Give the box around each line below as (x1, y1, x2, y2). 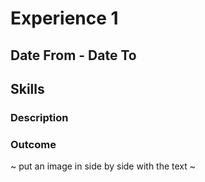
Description (10, 110, 69, 124)
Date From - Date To (10, 47, 137, 64)
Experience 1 (10, 7, 119, 30)
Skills (10, 80, 45, 97)
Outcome (10, 137, 57, 151)
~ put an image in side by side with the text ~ (10, 160, 197, 172)
